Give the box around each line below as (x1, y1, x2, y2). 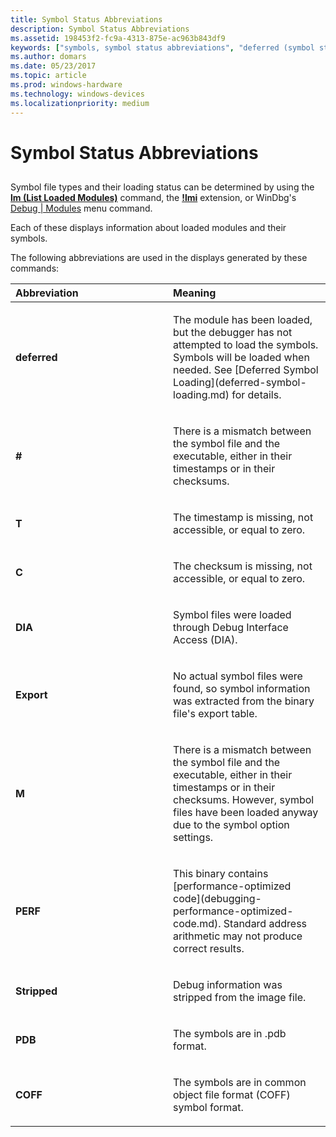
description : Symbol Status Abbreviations (10, 24, 190, 34)
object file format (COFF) (173, 1088, 291, 1102)
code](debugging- (173, 892, 262, 906)
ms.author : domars (10, 52, 87, 62)
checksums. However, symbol (173, 793, 315, 807)
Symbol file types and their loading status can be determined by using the (10, 181, 315, 193)
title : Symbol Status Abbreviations (10, 14, 163, 25)
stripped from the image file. (173, 991, 307, 1005)
